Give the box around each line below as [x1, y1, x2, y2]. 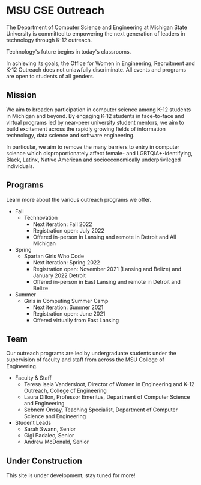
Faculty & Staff [14, 374, 52, 381]
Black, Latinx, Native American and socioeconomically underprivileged [6, 156, 181, 163]
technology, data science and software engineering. [6, 131, 135, 139]
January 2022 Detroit [32, 272, 86, 279]
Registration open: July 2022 [32, 227, 105, 234]
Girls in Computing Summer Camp [23, 297, 109, 304]
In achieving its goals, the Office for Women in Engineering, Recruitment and [6, 60, 195, 67]
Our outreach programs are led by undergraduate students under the [6, 350, 177, 357]
